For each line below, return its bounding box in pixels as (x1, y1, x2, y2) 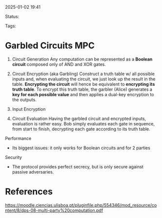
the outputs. (12, 97, 37, 102)
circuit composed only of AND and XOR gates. (12, 61, 106, 67)
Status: (5, 14, 20, 19)
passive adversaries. (12, 169, 54, 175)
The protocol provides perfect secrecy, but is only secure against (12, 163, 144, 170)
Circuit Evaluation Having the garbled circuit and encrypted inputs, (12, 116, 146, 121)
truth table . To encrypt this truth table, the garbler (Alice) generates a (12, 86, 153, 92)
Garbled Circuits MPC (5, 40, 95, 51)
